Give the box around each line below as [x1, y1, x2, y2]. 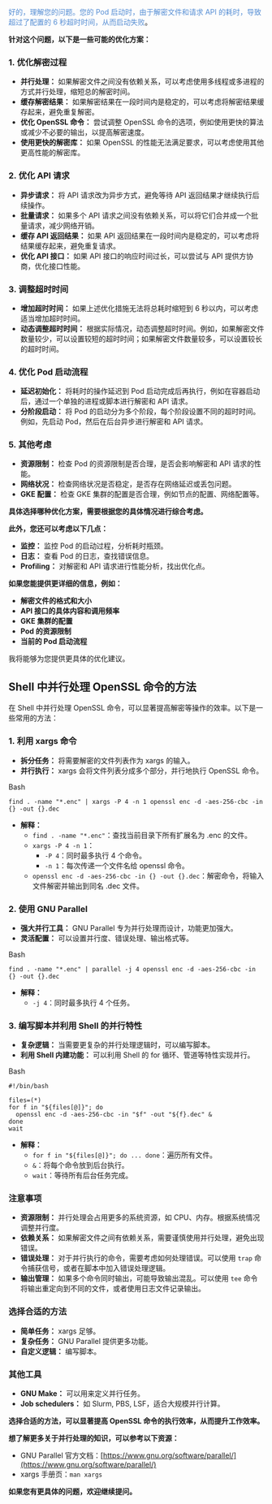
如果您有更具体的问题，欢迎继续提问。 [8, 1487, 136, 1497]
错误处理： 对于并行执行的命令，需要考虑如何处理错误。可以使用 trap [19, 1253, 253, 1263]
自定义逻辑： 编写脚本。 [19, 1346, 101, 1356]
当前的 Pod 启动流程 [19, 637, 88, 646]
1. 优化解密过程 [8, 56, 67, 67]
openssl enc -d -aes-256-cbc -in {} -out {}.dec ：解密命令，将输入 [32, 871, 264, 880]
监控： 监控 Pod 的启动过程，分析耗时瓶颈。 [19, 541, 168, 551]
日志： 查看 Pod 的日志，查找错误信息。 [19, 551, 154, 561]
